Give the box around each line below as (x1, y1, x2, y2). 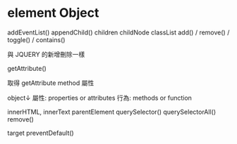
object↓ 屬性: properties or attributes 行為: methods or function (7, 93, 193, 102)
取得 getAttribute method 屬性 (7, 79, 95, 87)
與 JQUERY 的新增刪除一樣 (7, 50, 85, 58)
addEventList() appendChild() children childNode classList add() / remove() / (7, 28, 230, 37)
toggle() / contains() (7, 35, 66, 44)
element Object (7, 5, 99, 21)
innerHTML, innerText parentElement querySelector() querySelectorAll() (7, 107, 217, 116)
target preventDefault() (7, 129, 74, 137)
